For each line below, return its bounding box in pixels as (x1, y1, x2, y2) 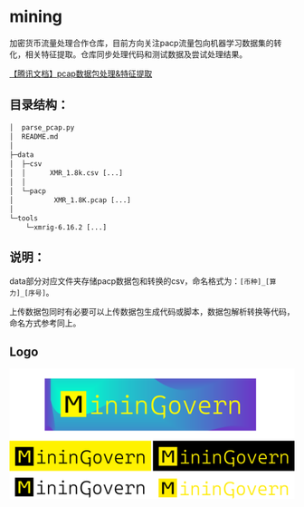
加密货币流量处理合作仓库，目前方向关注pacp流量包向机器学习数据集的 (9, 37, 274, 48)
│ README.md (9, 132, 59, 141)
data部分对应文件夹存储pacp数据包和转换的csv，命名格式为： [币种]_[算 (9, 275, 277, 287)
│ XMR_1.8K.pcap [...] (9, 195, 131, 205)
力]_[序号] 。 (9, 287, 54, 297)
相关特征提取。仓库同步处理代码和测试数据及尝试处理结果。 (24, 48, 247, 60)
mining (9, 6, 63, 27)
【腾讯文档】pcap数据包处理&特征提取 (9, 68, 153, 79)
